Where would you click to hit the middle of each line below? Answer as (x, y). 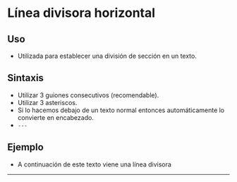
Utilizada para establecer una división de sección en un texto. (107, 56)
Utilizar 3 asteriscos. (47, 102)
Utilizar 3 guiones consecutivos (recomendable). (88, 95)
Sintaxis (26, 78)
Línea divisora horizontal (81, 13)
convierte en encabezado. (55, 117)
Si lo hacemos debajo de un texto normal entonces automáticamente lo (121, 110)
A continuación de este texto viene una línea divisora (94, 164)
